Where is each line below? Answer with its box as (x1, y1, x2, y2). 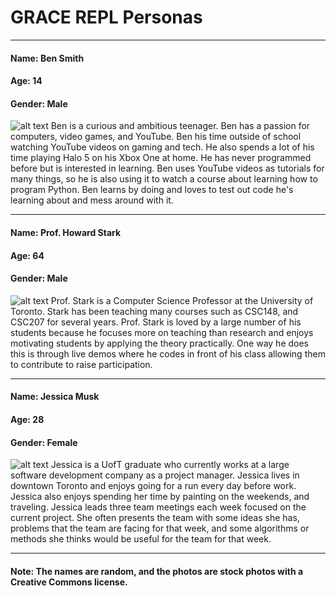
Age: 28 (10, 413, 45, 425)
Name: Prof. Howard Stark (10, 226, 122, 238)
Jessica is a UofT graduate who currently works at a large (50, 459, 290, 471)
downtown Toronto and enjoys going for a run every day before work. (10, 480, 297, 492)
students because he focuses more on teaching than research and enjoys (10, 326, 314, 338)
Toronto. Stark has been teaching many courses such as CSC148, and (10, 305, 299, 317)
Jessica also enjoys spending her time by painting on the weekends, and (10, 491, 310, 503)
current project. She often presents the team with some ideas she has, (10, 512, 300, 524)
